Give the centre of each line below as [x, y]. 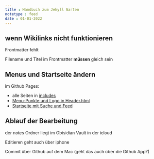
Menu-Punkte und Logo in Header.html [51, 101]
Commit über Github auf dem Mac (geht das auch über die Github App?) [77, 151]
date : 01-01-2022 [24, 18]
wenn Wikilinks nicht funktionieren [59, 38]
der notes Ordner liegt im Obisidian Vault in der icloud [59, 133]
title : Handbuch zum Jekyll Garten [42, 9]
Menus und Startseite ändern [50, 74]
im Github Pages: [22, 86]
